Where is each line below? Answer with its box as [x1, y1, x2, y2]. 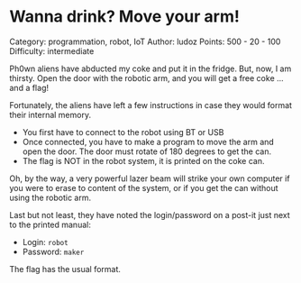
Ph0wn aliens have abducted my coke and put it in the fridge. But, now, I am [9, 63, 292, 74]
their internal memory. [9, 109, 92, 120]
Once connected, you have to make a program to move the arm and [22, 136, 275, 147]
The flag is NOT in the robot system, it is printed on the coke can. [22, 155, 265, 166]
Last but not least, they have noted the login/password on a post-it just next [9, 209, 290, 220]
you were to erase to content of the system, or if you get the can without [9, 182, 278, 193]
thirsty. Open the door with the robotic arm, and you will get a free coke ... [9, 72, 284, 83]
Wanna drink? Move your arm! [9, 6, 241, 27]
